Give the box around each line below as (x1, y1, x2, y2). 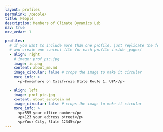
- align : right (9, 52, 40, 57)
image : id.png (14, 61, 42, 66)
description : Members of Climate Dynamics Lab (5, 20, 101, 26)
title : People (5, 16, 34, 21)
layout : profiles (5, 7, 40, 12)
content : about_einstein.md (14, 97, 70, 102)
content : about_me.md (14, 66, 57, 70)
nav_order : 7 (5, 30, 32, 34)
